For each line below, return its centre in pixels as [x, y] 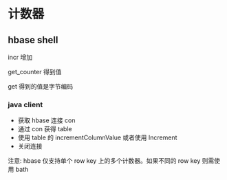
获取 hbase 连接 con [46, 120]
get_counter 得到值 [35, 72]
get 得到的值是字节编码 [41, 86]
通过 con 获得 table [45, 129]
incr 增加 [20, 57]
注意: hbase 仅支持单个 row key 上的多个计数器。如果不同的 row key [104, 161]
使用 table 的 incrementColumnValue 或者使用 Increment [97, 137]
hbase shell [33, 40]
